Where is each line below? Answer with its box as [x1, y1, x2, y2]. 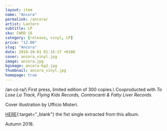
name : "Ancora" [5, 12, 37, 17]
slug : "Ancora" [5, 45, 37, 50]
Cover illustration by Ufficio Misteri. [5, 101, 78, 107]
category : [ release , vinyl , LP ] [5, 36, 73, 41]
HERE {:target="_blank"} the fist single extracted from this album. [5, 111, 139, 117]
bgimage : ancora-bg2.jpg [5, 63, 57, 68]
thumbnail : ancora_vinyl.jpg [5, 68, 66, 73]
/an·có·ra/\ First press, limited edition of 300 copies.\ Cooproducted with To [5, 86, 162, 92]
